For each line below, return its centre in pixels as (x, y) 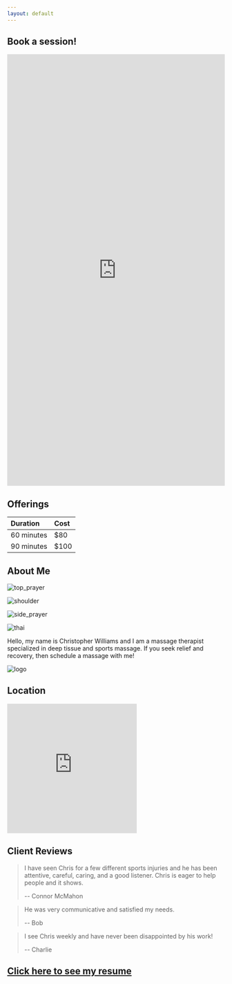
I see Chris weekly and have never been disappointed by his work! (118, 936)
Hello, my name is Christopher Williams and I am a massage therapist (106, 641)
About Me (29, 571)
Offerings (28, 504)
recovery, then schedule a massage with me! (71, 656)
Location (27, 691)
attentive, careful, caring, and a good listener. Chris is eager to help (120, 875)
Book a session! (42, 42)
